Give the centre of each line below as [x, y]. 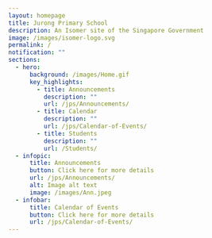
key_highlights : [56, 82]
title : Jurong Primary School [58, 23]
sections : [25, 60]
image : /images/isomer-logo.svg [62, 38]
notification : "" [37, 52]
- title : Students [67, 133]
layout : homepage [37, 15]
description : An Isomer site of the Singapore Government [106, 30]
